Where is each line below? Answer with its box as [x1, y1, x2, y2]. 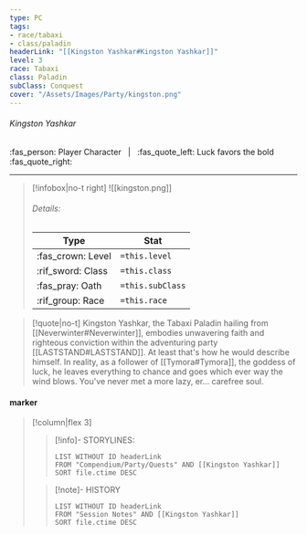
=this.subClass [120, 280, 186, 290]
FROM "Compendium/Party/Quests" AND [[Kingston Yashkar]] [54, 460, 281, 470]
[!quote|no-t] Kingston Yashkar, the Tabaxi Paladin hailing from [31, 317, 270, 329]
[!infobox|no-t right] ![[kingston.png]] [31, 182, 172, 193]
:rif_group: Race [36, 294, 105, 307]
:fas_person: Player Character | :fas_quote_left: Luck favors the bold [9, 146, 274, 157]
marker [9, 396, 38, 407]
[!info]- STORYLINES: [54, 435, 135, 446]
